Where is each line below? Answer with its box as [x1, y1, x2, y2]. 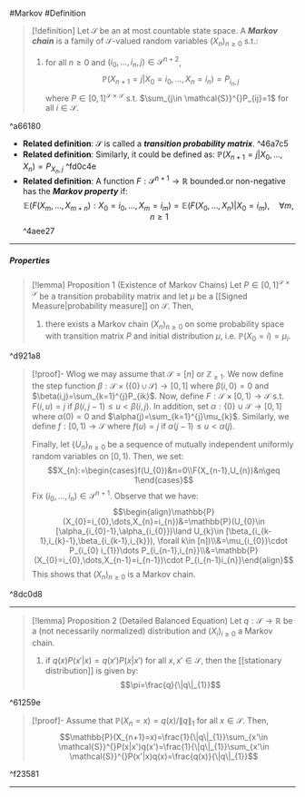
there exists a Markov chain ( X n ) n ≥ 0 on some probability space [44, 318, 284, 331]
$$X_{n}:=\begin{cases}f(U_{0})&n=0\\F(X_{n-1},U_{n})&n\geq [46, 465, 280, 476]
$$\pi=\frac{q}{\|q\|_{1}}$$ [120, 679, 221, 690]
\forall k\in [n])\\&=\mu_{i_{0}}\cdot [157, 536, 289, 546]
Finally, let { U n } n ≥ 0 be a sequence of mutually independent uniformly [31, 439, 294, 452]
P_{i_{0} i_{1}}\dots [69, 545, 140, 556]
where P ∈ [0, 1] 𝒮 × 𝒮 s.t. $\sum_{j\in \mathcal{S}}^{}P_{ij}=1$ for [44, 91, 289, 103]
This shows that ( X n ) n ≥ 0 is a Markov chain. [31, 569, 196, 582]
